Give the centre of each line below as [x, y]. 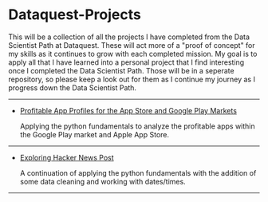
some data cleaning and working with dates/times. [102, 181]
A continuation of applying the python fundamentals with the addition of [138, 172]
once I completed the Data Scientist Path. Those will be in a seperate [121, 70]
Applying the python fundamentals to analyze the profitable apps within [137, 126]
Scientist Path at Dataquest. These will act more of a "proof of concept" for [132, 45]
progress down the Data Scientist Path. [73, 87]
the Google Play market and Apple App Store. [95, 134]
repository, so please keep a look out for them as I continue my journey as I [132, 79]
